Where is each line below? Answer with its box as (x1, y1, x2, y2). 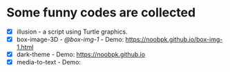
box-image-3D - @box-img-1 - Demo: (16, 36, 124, 43)
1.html (16, 43, 34, 51)
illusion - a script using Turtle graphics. (16, 27, 128, 36)
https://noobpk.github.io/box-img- (125, 36, 223, 43)
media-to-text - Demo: (16, 58, 81, 67)
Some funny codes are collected (6, 5, 196, 21)
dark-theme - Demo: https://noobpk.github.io (16, 50, 146, 59)
